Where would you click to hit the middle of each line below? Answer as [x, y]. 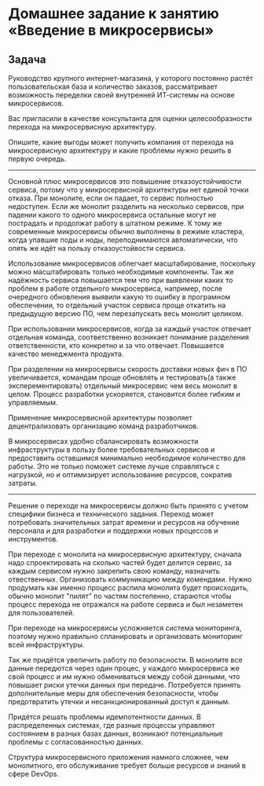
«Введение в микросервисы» [111, 30]
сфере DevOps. [34, 774]
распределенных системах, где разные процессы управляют [112, 725]
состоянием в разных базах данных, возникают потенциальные [115, 733]
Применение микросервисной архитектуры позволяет [100, 418]
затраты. [23, 483]
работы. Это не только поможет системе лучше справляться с [114, 466]
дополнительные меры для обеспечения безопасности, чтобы [113, 693]
